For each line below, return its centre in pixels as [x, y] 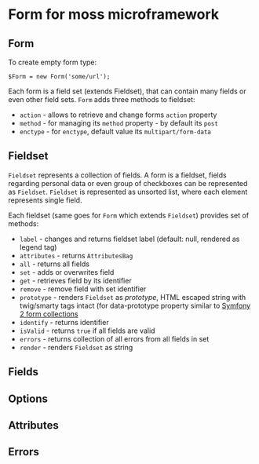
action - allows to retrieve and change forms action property [118, 115]
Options [28, 398]
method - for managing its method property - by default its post [119, 123]
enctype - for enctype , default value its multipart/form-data [115, 132]
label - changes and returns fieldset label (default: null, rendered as [129, 239]
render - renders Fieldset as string [76, 347]
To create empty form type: [53, 62]
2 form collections [49, 314]
